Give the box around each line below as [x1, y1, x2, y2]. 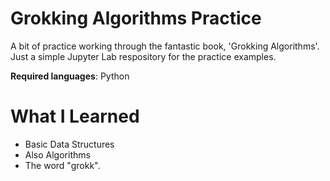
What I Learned [10, 105, 140, 128]
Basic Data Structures [24, 138, 115, 150]
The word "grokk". [24, 159, 101, 171]
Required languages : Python [10, 70, 130, 82]
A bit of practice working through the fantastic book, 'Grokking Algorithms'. [10, 40, 320, 52]
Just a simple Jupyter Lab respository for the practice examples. [10, 50, 277, 62]
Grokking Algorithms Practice [10, 7, 262, 30]
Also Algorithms [24, 148, 91, 161]
